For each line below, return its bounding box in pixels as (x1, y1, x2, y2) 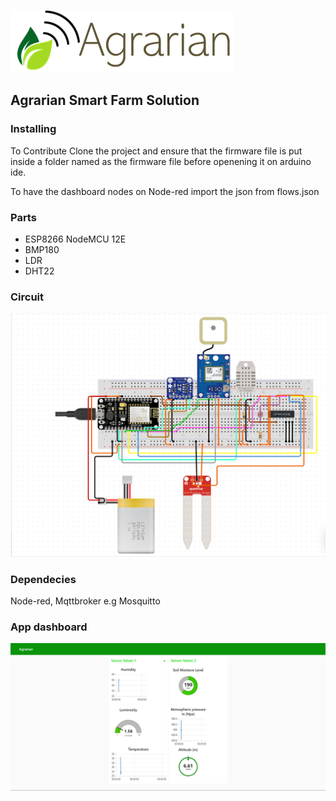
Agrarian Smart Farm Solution (10, 92, 200, 109)
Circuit (10, 290, 45, 304)
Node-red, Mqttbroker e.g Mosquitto (10, 595, 161, 607)
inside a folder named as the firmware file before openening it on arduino (10, 155, 312, 167)
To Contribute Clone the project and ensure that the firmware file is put (10, 145, 303, 157)
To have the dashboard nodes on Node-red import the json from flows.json (10, 185, 320, 197)
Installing (10, 122, 57, 136)
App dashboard (10, 620, 88, 634)
